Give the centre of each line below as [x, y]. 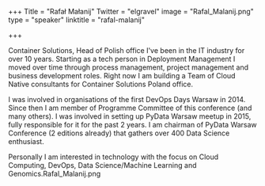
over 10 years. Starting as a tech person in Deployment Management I [122, 59]
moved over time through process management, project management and [129, 67]
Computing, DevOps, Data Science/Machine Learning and [102, 165]
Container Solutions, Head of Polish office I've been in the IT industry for [127, 50]
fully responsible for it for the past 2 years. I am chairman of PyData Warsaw [132, 125]
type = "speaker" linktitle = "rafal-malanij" [76, 20]
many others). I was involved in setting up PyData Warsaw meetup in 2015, [130, 116]
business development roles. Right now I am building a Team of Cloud [122, 76]
